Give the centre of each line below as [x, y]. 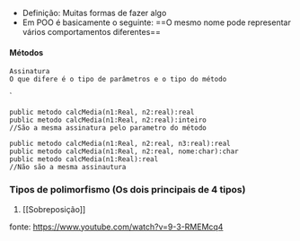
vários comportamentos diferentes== [92, 32]
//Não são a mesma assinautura [68, 168]
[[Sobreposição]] [54, 209]
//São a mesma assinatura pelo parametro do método [108, 128]
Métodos [26, 52]
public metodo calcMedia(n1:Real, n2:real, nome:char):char [124, 151]
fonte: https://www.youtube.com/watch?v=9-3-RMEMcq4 [116, 227]
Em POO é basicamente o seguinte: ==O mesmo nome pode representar [157, 22]
